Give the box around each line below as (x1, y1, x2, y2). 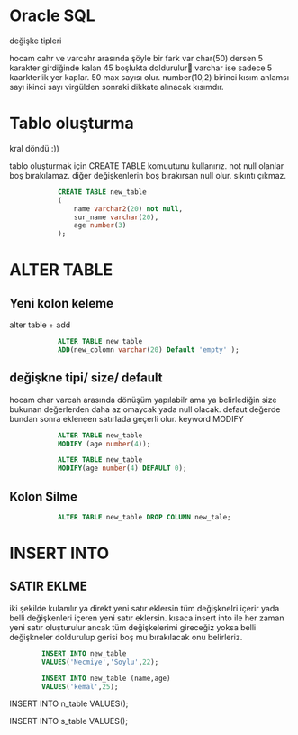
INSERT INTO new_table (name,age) (41, 674, 171, 683)
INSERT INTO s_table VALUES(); (9, 716, 129, 727)
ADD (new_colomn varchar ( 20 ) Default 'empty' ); (57, 345, 240, 354)
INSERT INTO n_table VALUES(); (9, 698, 129, 709)
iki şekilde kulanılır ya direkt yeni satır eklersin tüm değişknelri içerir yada (9, 602, 280, 613)
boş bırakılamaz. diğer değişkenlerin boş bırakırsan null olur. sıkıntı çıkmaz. (9, 170, 286, 180)
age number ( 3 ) (73, 221, 127, 230)
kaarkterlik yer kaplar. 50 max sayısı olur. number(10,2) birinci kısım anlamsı (9, 71, 290, 82)
